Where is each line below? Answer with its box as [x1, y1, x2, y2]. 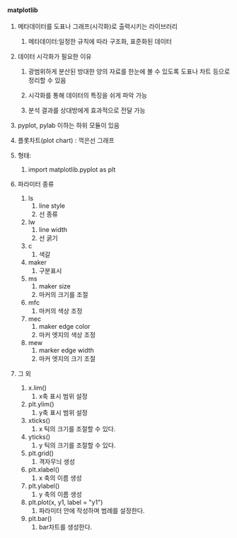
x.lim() [28, 384, 47, 392]
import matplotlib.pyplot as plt [28, 165, 116, 174]
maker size [38, 282, 71, 291]
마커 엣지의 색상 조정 [38, 331, 96, 339]
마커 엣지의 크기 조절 [38, 354, 96, 363]
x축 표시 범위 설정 [38, 392, 88, 401]
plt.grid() [28, 449, 54, 457]
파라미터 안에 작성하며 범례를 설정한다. [38, 506, 145, 515]
